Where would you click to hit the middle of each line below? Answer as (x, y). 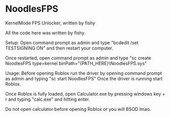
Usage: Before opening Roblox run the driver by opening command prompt (84, 73)
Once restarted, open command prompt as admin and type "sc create (78, 58)
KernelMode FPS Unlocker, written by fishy (50, 23)
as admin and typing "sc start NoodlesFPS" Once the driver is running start (84, 78)
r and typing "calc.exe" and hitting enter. (48, 99)
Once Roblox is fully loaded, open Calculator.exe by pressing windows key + (85, 94)
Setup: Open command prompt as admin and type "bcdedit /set (72, 42)
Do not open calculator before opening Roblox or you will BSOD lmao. (78, 109)
